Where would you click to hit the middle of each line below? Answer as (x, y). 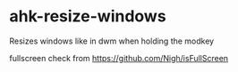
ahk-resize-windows (88, 16)
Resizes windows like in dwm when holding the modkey (112, 41)
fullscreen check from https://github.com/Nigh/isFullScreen (119, 58)
